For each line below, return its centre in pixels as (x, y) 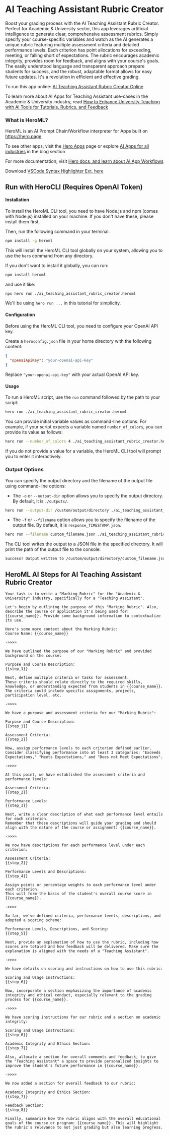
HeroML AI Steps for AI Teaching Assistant (73, 574)
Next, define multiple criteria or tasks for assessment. (67, 677)
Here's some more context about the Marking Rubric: (62, 629)
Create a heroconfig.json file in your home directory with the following (78, 341)
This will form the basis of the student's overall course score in (78, 894)
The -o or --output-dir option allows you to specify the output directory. (88, 495)
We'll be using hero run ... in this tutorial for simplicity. (63, 303)
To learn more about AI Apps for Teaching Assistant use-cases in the (77, 96)
